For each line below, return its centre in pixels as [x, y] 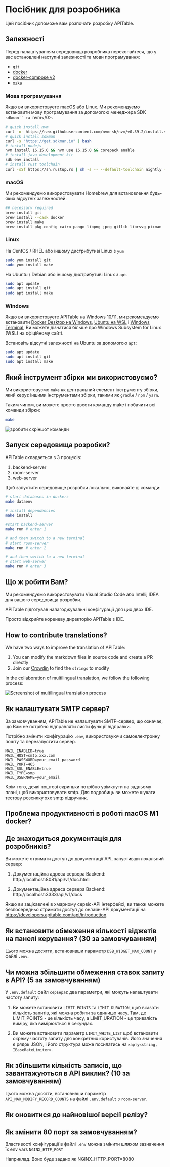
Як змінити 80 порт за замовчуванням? [71, 1132]
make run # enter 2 [26, 548]
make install [19, 515]
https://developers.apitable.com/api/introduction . [56, 915]
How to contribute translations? [56, 635]
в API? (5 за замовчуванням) [53, 980]
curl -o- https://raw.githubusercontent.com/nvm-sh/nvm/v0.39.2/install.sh [87, 132]
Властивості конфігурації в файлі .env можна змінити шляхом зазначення [85, 1144]
